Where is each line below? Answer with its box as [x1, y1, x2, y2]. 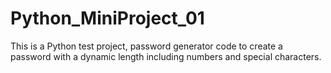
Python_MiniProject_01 [10, 7, 205, 30]
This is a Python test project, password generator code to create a [10, 40, 283, 52]
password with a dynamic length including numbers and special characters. [10, 50, 322, 62]
